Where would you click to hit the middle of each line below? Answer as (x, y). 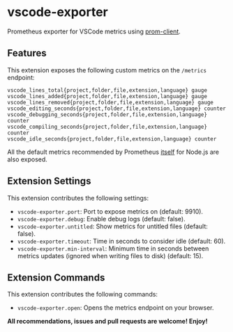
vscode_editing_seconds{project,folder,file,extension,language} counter (117, 109)
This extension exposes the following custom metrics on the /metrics (107, 70)
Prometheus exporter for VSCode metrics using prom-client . (94, 31)
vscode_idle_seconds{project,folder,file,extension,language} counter (112, 139)
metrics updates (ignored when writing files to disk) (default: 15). (110, 255)
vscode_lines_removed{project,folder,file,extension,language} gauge (111, 102)
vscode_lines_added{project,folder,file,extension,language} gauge (107, 96)
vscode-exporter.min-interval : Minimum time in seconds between (113, 248)
